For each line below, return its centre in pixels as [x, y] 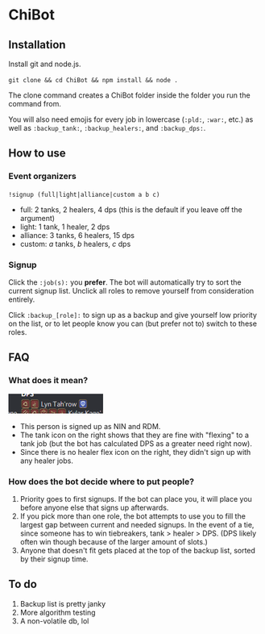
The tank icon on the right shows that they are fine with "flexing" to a [135, 435]
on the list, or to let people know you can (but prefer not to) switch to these [133, 323]
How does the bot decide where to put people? [101, 482]
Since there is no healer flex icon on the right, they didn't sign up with [135, 452]
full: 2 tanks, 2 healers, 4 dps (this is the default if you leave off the [131, 209]
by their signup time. [54, 559]
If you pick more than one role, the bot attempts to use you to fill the [132, 516]
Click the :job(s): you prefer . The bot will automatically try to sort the [125, 282]
